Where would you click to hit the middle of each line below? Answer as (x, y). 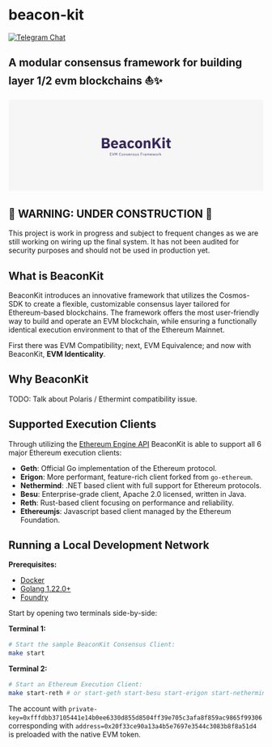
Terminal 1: (27, 629)
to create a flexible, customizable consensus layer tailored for (127, 304)
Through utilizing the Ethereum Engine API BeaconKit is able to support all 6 (135, 444)
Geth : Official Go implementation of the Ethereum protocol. (118, 468)
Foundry (34, 597)
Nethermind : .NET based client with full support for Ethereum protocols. (140, 485)
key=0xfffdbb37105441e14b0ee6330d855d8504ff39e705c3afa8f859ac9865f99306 (136, 718)
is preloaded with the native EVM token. (75, 734)
